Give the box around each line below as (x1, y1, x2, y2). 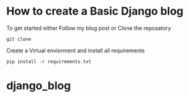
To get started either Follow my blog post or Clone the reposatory (6, 24, 171, 32)
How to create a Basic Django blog (6, 4, 183, 18)
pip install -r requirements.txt (6, 58, 92, 65)
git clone (6, 36, 32, 42)
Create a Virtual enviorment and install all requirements (6, 47, 145, 54)
